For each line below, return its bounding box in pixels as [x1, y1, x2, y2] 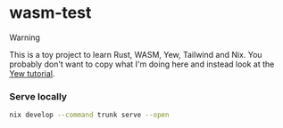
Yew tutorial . [9, 68, 55, 78]
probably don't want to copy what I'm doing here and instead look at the [9, 59, 275, 69]
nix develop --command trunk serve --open [9, 110, 170, 120]
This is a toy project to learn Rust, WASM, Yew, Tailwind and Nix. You [9, 49, 262, 60]
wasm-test [9, 3, 92, 23]
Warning [9, 32, 40, 43]
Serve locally [9, 90, 68, 102]
